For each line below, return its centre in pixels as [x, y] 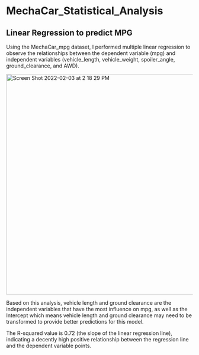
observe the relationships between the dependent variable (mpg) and [91, 53]
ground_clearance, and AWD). [43, 66]
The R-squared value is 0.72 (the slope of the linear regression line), [89, 333]
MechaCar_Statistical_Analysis [85, 11]
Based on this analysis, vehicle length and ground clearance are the [89, 303]
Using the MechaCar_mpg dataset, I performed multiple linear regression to [98, 47]
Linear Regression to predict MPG [70, 33]
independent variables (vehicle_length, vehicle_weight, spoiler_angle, [91, 59]
